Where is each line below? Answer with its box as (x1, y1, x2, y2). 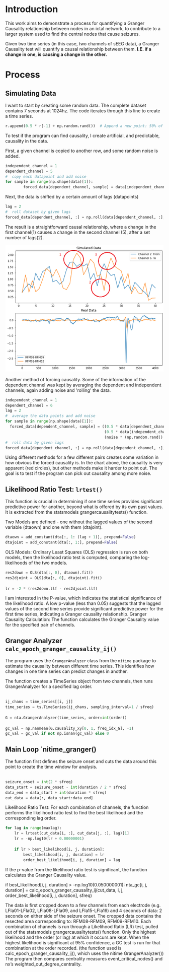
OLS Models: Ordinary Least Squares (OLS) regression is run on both (5, 549, 148, 555)
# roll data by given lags (5, 440, 64, 445)
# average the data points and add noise (5, 413, 96, 419)
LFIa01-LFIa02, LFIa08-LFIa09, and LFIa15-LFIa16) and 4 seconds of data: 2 (5, 908, 162, 914)
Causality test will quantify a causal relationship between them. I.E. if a (5, 46, 152, 52)
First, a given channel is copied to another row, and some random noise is (5, 148, 158, 154)
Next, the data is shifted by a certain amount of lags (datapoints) (5, 194, 139, 200)
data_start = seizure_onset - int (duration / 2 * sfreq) (5, 785, 127, 790)
